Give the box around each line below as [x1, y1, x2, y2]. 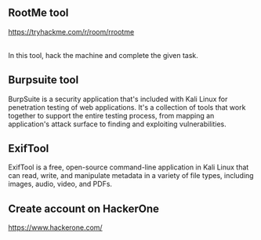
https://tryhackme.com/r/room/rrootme [8, 27, 135, 36]
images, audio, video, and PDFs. [8, 180, 112, 189]
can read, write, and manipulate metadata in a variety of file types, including [8, 171, 254, 180]
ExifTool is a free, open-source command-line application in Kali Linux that [8, 162, 249, 172]
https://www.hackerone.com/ [8, 223, 103, 232]
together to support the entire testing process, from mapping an [8, 111, 215, 120]
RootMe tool [8, 6, 69, 20]
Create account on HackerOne [8, 202, 159, 215]
